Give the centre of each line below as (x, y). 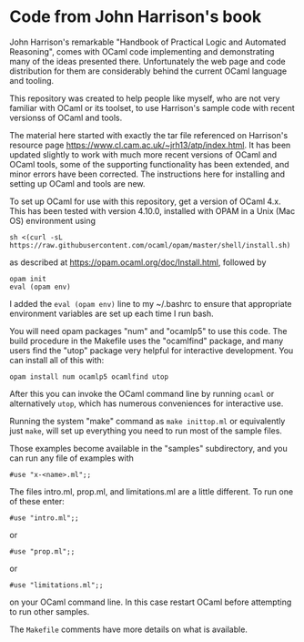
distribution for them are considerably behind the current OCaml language (148, 71)
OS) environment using (53, 220)
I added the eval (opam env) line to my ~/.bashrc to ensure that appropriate (151, 303)
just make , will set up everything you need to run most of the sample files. (146, 431)
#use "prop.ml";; (42, 551)
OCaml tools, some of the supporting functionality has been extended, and (149, 164)
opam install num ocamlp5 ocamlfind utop (89, 377)
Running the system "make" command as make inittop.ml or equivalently (147, 421)
